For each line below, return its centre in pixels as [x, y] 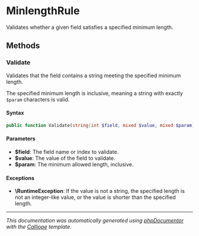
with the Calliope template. [39, 227]
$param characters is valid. [38, 99]
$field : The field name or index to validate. [67, 152]
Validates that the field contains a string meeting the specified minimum [94, 76]
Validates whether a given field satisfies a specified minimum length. [90, 27]
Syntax [15, 113]
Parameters [21, 139]
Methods [23, 46]
